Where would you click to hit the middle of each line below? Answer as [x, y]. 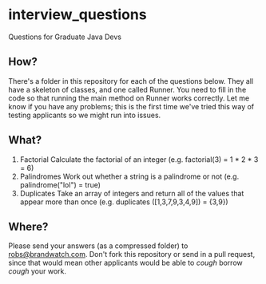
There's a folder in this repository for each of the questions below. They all [131, 81]
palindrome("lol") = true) [60, 184]
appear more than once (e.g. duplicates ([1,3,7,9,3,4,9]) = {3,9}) [124, 202]
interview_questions [77, 15]
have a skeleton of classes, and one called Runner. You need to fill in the [127, 89]
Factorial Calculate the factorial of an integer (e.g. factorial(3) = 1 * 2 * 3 [139, 159]
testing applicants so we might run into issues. [85, 115]
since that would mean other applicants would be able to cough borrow [125, 263]
